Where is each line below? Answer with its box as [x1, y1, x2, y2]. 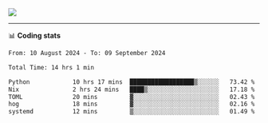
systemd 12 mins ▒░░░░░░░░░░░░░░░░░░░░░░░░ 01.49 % [8, 108, 255, 116]
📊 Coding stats [8, 31, 61, 40]
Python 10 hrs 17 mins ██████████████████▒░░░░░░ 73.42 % [8, 77, 255, 86]
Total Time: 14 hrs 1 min [8, 63, 94, 71]
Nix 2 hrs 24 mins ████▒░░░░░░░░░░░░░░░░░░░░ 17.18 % [8, 85, 255, 93]
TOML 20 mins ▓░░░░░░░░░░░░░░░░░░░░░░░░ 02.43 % [8, 93, 255, 101]
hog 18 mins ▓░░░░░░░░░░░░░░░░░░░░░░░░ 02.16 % [8, 100, 255, 109]
